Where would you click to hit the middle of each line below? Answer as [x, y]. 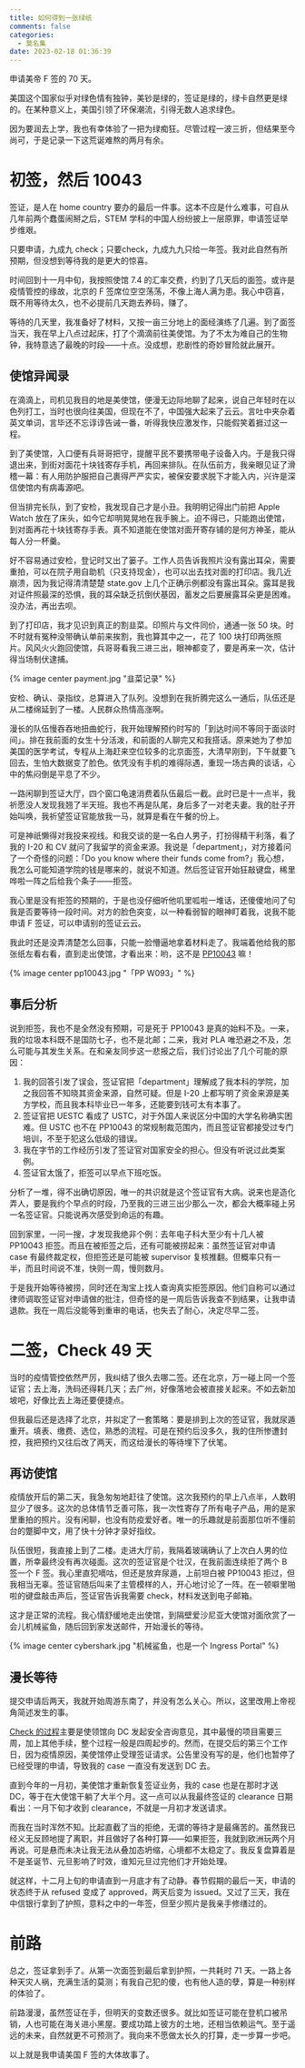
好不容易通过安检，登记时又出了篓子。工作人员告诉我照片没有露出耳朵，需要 [152, 560]
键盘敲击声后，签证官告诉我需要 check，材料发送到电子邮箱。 [141, 1596]
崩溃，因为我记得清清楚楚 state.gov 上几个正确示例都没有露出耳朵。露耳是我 [152, 582]
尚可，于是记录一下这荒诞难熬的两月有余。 [89, 140]
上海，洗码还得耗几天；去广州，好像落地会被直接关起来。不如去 [160, 1388]
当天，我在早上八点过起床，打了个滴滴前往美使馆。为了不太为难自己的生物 [148, 334]
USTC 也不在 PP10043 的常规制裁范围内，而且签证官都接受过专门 [171, 1127]
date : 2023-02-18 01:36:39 [60, 52]
